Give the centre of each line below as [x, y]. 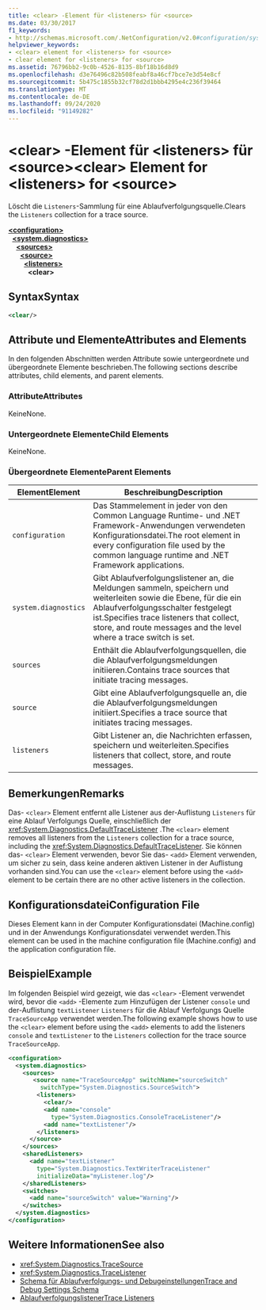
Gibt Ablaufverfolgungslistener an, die [163, 578]
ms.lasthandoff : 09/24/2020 [55, 104]
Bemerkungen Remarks [66, 793]
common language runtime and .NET [161, 556]
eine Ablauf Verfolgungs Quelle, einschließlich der [90, 821]
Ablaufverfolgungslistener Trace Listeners [87, 1297]
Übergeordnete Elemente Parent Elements [90, 472]
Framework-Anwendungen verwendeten [169, 525]
